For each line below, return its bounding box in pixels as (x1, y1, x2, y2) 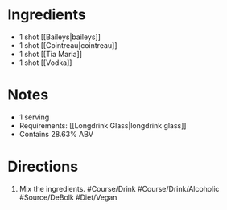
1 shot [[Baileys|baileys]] (19, 32, 101, 42)
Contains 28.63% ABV (19, 129, 94, 139)
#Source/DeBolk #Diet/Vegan (19, 192, 118, 202)
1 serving (19, 112, 50, 122)
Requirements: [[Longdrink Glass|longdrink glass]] (19, 120, 187, 130)
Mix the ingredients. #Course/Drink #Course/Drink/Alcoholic (19, 184, 220, 193)
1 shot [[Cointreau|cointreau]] (19, 40, 118, 50)
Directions (7, 158, 78, 176)
